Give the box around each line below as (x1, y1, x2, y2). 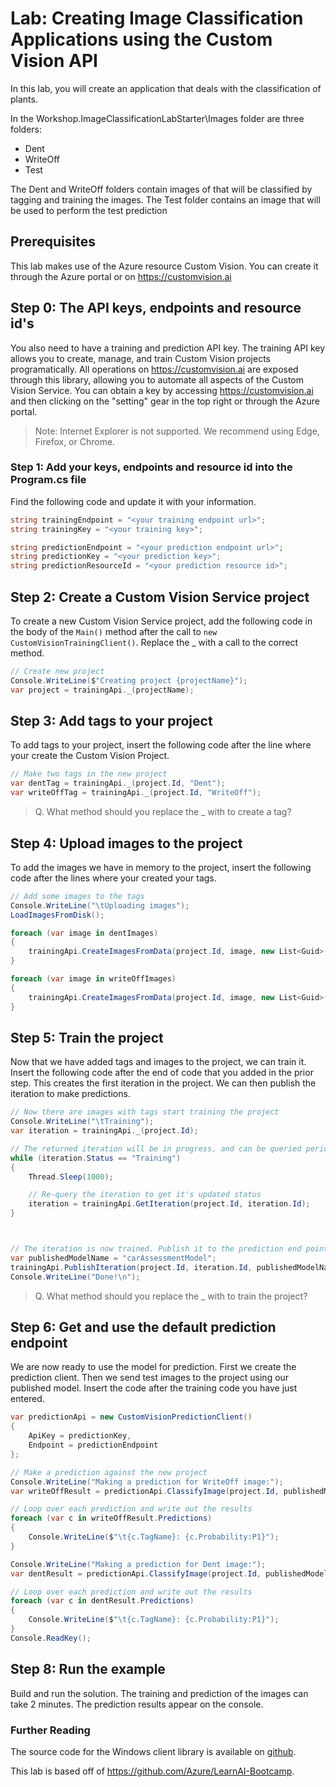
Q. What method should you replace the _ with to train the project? (34, 1290, 308, 1302)
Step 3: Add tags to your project (10, 713, 213, 730)
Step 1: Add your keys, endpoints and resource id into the (10, 460, 293, 474)
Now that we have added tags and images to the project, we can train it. (10, 1056, 307, 1068)
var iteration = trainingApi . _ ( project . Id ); (10, 1126, 199, 1136)
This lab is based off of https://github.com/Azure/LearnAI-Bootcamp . (10, 1765, 295, 1777)
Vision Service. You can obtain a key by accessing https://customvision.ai (10, 384, 314, 396)
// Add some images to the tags (10, 891, 145, 901)
